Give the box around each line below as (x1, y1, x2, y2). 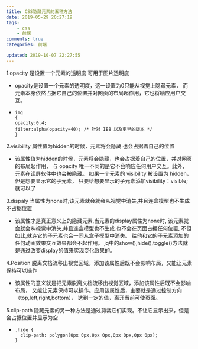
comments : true (6, 36, 44, 42)
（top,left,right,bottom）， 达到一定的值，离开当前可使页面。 (14, 294, 161, 301)
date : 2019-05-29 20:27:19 (6, 14, 73, 20)
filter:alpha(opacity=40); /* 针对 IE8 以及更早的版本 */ (14, 126, 152, 132)
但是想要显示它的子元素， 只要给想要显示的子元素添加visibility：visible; (14, 177, 188, 184)
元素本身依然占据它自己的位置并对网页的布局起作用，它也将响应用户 (14, 89, 181, 96)
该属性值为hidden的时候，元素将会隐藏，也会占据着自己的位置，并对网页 (14, 155, 193, 162)
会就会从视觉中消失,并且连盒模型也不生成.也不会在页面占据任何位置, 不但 (14, 224, 192, 231)
